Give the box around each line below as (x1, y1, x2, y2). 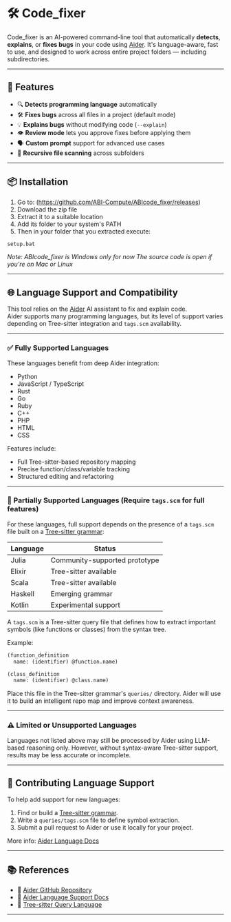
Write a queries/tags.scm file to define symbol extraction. (16, 816, 180, 824)
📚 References (7, 864, 69, 876)
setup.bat (7, 240, 36, 247)
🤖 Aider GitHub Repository (16, 886, 92, 894)
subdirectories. (7, 54, 50, 63)
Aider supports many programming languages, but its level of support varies (7, 312, 223, 320)
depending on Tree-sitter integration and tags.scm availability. (7, 320, 182, 328)
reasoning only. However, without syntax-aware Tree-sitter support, (26, 744, 219, 752)
